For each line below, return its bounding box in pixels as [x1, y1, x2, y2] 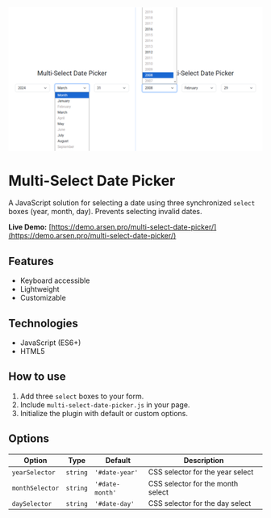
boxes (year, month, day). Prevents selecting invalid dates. [8, 207, 203, 217]
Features [8, 254, 54, 268]
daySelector [11, 499, 52, 507]
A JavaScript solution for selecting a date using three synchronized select [8, 198, 256, 208]
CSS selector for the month [148, 478, 239, 488]
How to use [8, 370, 66, 384]
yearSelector [11, 469, 56, 477]
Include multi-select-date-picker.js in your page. [19, 399, 190, 410]
